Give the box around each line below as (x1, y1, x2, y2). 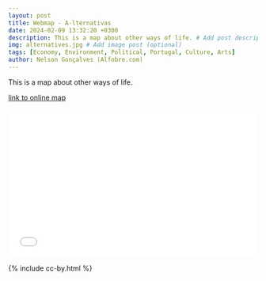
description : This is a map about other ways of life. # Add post (8, 33, 232, 42)
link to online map (8, 93, 66, 102)
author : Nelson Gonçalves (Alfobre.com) (8, 56, 144, 64)
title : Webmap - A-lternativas (8, 19, 112, 27)
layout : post (8, 11, 51, 20)
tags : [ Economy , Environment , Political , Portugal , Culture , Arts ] (8, 48, 236, 56)
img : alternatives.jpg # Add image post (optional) (8, 41, 182, 49)
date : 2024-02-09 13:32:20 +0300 (8, 26, 119, 34)
